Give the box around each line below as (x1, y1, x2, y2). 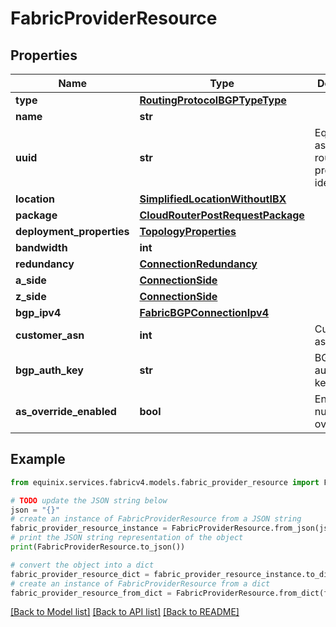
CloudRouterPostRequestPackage (139, 208, 305, 222)
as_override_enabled (15, 405, 117, 418)
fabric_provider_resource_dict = (10, 569, 150, 579)
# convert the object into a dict (10, 560, 155, 570)
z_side (15, 290, 47, 303)
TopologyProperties (139, 225, 237, 238)
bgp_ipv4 (15, 306, 62, 319)
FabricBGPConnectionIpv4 (139, 306, 269, 319)
